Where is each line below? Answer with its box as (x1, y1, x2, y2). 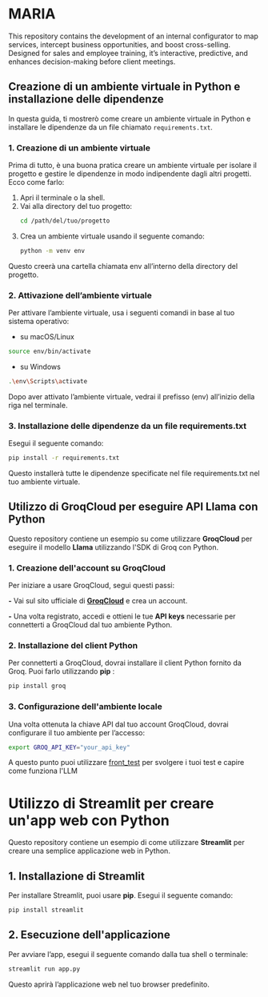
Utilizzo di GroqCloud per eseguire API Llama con (8, 500, 258, 514)
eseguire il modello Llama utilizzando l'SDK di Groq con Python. (8, 542, 219, 552)
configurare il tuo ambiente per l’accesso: (8, 727, 146, 737)
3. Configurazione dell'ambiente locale (8, 701, 162, 712)
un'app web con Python (8, 811, 170, 829)
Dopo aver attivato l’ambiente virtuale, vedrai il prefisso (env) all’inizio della (8, 391, 255, 401)
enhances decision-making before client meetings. (8, 57, 176, 66)
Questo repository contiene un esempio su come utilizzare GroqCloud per (8, 534, 253, 543)
